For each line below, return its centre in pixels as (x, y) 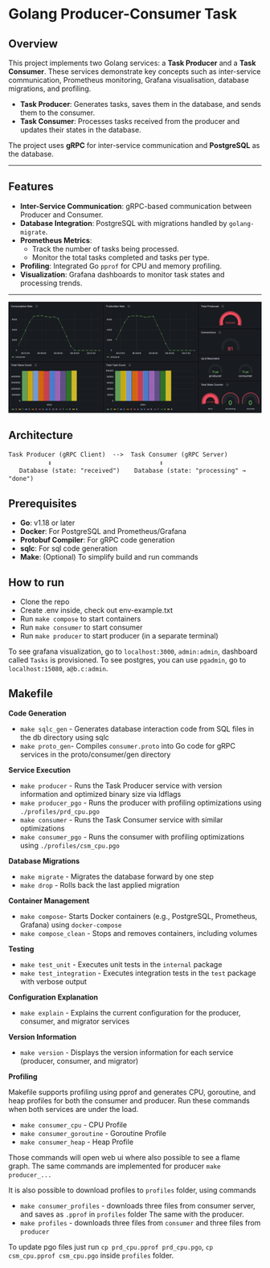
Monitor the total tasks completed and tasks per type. (121, 257)
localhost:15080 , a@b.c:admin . (58, 668)
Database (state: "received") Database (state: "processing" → (133, 471)
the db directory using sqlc (65, 737)
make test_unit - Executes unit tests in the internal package (121, 964)
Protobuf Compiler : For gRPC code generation (97, 540)
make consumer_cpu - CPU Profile (73, 1124)
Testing (21, 949)
